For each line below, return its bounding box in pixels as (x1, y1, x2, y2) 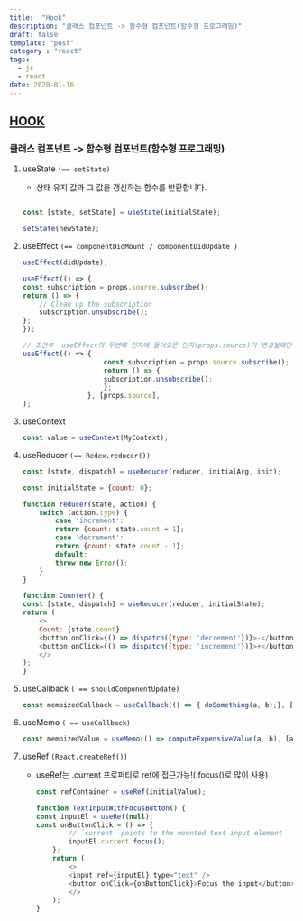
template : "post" (9, 38, 75, 48)
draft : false (9, 30, 59, 39)
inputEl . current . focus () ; (68, 837, 166, 846)
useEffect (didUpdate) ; (22, 258, 108, 267)
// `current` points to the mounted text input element (68, 829, 283, 838)
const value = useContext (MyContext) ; (22, 434, 169, 443)
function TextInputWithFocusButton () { (35, 804, 187, 813)
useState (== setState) (22, 163, 111, 174)
